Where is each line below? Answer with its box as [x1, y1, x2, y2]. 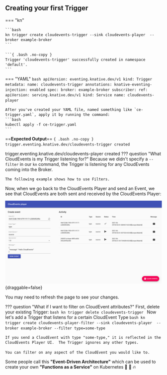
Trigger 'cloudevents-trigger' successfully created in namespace [5, 57, 146, 62]
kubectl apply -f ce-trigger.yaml [5, 122, 77, 127]
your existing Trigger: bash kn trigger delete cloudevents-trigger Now [5, 309, 157, 315]
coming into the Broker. [5, 166, 53, 172]
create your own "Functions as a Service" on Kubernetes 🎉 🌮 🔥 [5, 364, 136, 370]
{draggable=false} [5, 284, 43, 290]
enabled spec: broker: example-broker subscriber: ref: [29, 87, 148, 92]
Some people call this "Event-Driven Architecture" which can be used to [5, 359, 156, 365]
